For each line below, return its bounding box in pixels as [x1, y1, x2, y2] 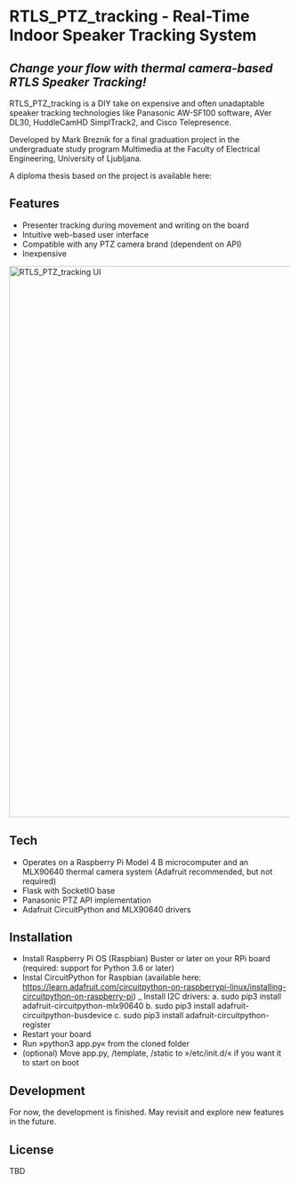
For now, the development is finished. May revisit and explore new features [9, 1106, 285, 1118]
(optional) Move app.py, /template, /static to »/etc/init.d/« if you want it [21, 1048, 282, 1058]
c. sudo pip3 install [114, 1010, 184, 1021]
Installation [9, 930, 73, 945]
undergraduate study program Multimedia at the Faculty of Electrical [9, 144, 261, 154]
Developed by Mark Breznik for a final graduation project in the [9, 134, 240, 144]
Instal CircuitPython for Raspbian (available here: [21, 972, 202, 983]
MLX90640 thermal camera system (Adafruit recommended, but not [21, 866, 273, 877]
